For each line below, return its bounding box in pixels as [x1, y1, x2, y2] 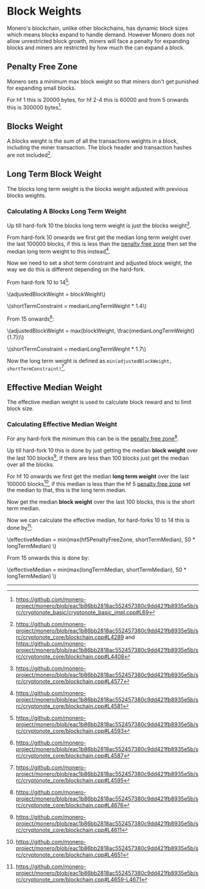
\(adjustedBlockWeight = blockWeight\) [7, 290, 106, 298]
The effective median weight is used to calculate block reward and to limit [7, 398, 192, 406]
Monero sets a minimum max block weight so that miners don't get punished [7, 77, 199, 85]
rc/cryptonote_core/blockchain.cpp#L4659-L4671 [15, 876, 142, 883]
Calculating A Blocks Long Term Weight [7, 207, 127, 215]
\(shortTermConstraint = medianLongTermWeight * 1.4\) [7, 302, 147, 309]
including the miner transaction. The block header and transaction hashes [7, 144, 192, 151]
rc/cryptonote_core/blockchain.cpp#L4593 [15, 727, 124, 734]
